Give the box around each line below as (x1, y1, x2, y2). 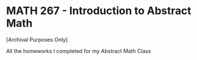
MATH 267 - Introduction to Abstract (6, 4, 192, 18)
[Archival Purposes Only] (6, 36, 68, 43)
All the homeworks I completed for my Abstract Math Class (6, 47, 151, 54)
